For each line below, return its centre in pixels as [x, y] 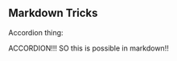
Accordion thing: [36, 32]
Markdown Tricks [53, 13]
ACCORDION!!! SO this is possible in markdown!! [88, 48]
